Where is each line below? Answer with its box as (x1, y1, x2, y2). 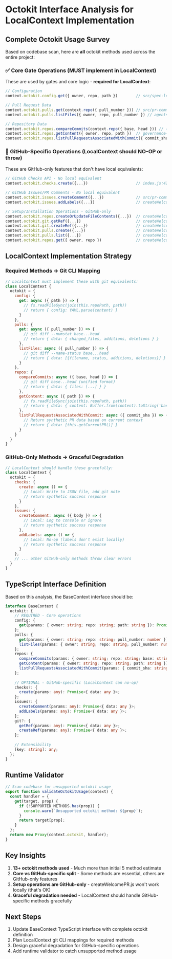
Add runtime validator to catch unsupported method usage (12, 948, 137, 954)
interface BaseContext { (5, 603, 58, 609)
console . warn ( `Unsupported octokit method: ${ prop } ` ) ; (24, 808, 143, 813)
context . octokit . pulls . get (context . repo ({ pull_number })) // (5, 107, 141, 113)
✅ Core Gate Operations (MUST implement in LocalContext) (5, 67, 157, 74)
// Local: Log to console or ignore (24, 518, 102, 523)
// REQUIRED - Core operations (14, 613, 81, 618)
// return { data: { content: (24, 403, 88, 408)
